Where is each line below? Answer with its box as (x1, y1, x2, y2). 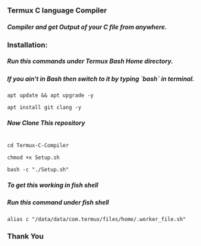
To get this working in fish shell (7, 180, 98, 189)
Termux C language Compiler (7, 6, 107, 15)
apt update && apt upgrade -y (7, 92, 94, 99)
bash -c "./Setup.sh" (7, 167, 70, 173)
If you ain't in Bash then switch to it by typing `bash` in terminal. (7, 75, 195, 83)
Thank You (7, 231, 44, 241)
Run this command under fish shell (7, 198, 109, 207)
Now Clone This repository (7, 118, 85, 126)
